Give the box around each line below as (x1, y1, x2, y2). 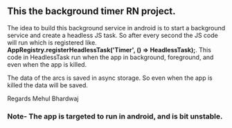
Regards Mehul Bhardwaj (7, 94, 79, 103)
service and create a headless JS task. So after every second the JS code (7, 31, 218, 39)
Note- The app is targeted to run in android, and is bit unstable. (7, 111, 223, 121)
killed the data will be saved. (7, 81, 89, 89)
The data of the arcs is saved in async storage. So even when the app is (7, 74, 213, 82)
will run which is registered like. (7, 38, 97, 47)
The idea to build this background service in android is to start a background (7, 23, 226, 32)
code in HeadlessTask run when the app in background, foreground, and (7, 53, 214, 61)
